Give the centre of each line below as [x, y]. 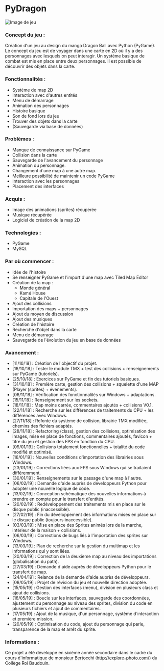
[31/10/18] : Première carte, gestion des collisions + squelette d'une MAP [85, 384]
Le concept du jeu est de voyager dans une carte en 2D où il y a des [74, 51]
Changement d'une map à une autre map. [54, 170]
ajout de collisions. [31, 593]
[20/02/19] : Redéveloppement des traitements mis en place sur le [79, 504]
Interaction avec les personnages [46, 181]
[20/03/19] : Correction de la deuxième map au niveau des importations [84, 556]
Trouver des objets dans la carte [45, 121]
